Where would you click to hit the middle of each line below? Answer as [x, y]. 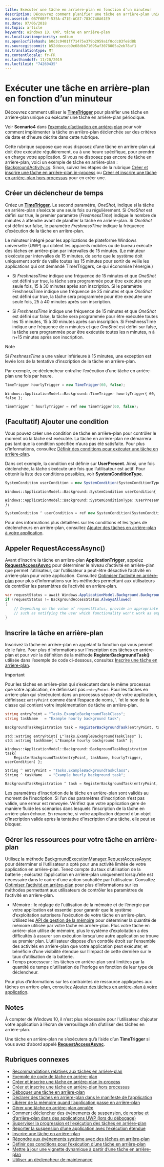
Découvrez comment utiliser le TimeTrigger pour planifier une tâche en [77, 112]
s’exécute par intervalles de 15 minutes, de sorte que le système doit [74, 256]
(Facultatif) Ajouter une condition [57, 422]
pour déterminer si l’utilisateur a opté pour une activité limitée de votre [76, 864]
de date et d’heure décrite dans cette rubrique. [52, 137]
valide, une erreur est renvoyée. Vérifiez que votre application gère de [75, 804]
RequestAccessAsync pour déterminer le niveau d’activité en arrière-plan [80, 565]
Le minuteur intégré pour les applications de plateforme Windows [71, 240]
